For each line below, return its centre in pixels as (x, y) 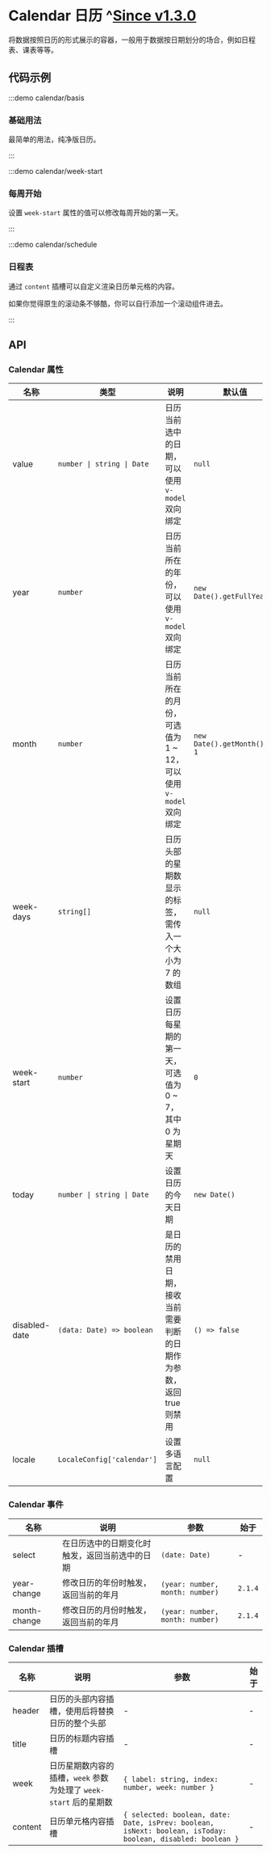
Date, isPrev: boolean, (169, 1822)
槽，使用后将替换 (82, 1711)
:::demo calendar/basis (46, 98)
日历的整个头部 (78, 1723)
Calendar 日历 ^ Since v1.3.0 (102, 16)
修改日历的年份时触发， (106, 1582)
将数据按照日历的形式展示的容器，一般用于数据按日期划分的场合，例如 (125, 40)
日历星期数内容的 (82, 1765)
